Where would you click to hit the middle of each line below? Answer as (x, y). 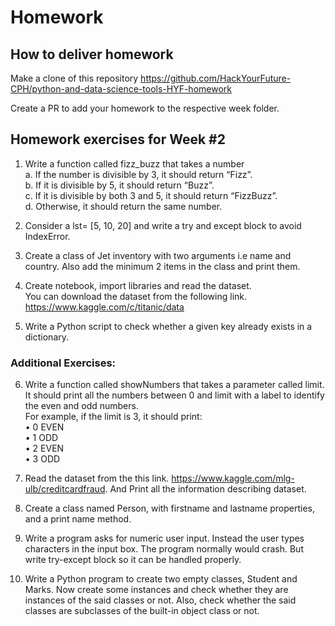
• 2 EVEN (44, 448)
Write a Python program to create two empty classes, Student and (161, 579)
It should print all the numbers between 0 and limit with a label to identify (174, 395)
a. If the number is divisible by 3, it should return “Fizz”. (138, 174)
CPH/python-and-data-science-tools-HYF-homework (121, 89)
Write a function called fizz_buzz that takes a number (134, 163)
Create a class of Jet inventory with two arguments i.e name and (158, 255)
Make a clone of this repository (74, 78)
